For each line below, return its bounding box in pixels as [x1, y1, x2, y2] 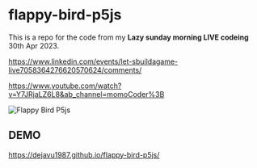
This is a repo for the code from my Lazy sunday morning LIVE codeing [8, 32, 249, 42]
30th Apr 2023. [8, 40, 60, 50]
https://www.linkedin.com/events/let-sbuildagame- [8, 57, 179, 66]
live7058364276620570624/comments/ [8, 65, 142, 74]
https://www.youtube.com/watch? [8, 81, 122, 90]
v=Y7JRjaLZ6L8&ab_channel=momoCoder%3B [8, 89, 165, 99]
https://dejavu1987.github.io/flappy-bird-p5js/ [8, 149, 160, 159]
